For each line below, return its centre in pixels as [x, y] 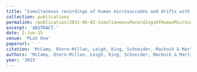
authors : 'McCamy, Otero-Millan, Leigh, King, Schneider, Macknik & [91, 55]
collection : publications [38, 17]
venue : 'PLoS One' [28, 38]
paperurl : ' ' [23, 44]
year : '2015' [22, 60]
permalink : [19, 22]
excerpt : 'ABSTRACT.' [33, 28]
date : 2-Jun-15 [25, 33]
